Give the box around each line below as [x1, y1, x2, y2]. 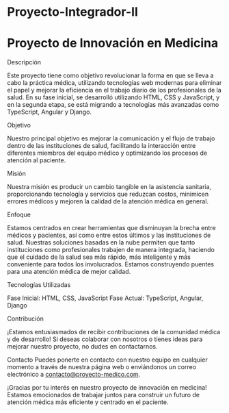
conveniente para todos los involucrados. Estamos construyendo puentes [7, 260, 215, 268]
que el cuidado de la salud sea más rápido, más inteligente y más [7, 253, 191, 261]
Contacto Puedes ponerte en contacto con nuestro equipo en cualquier [7, 355, 208, 364]
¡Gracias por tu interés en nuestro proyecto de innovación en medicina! [7, 384, 207, 392]
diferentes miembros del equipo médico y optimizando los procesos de [7, 149, 208, 158]
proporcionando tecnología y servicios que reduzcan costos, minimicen [7, 190, 209, 199]
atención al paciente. [7, 156, 66, 164]
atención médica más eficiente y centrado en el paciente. [7, 398, 169, 406]
